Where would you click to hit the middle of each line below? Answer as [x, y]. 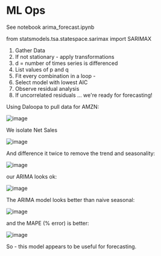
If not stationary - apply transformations [65, 56]
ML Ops [26, 11]
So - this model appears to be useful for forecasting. [71, 246]
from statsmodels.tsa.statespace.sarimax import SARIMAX [79, 38]
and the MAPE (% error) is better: [48, 223]
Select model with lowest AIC [51, 82]
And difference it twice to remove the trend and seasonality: [81, 153]
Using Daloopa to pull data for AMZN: [53, 106]
